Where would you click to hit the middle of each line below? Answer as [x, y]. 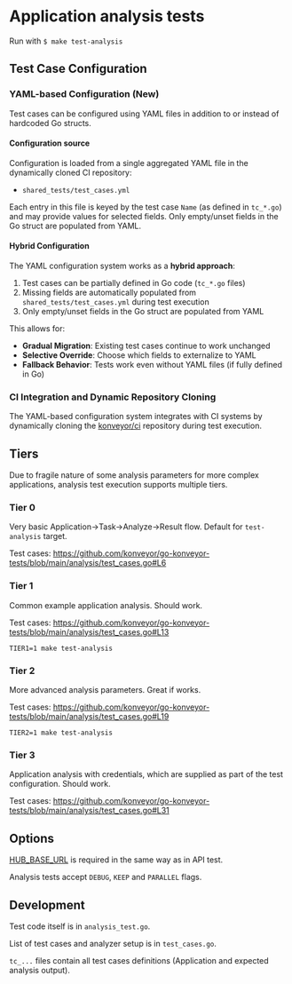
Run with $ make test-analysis [66, 41]
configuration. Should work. [60, 784]
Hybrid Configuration [50, 246]
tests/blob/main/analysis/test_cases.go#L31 [90, 811]
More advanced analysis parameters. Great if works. [105, 690]
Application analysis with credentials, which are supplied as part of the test [146, 774]
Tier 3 [22, 755]
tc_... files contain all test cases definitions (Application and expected [139, 960]
